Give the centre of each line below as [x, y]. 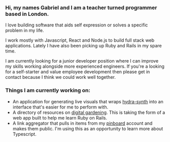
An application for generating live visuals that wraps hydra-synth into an [88, 101]
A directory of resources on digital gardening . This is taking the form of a [89, 112]
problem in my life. [25, 31]
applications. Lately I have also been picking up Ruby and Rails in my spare [84, 46]
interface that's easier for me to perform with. [60, 107]
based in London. [27, 14]
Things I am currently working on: [48, 91]
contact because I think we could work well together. [60, 77]
